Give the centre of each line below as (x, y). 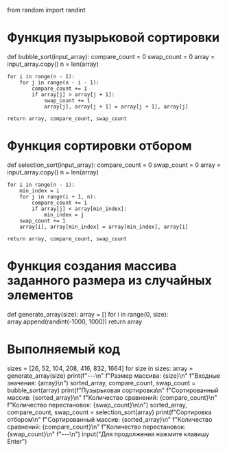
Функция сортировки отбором (99, 146)
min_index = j (64, 215)
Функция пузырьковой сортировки (113, 38)
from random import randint (46, 10)
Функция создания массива (92, 266)
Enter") (17, 441)
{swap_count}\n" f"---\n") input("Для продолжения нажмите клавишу (108, 434)
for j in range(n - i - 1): (59, 82)
